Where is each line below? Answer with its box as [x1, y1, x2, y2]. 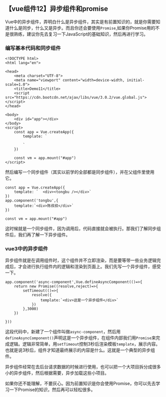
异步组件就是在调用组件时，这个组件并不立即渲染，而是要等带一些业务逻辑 [5, 257, 157, 263]
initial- [126, 78, 145, 83]
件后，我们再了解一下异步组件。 [5, 232, 70, 238]
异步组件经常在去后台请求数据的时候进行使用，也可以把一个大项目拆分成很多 [5, 364, 161, 370]
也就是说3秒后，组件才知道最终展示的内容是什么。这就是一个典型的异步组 [5, 347, 155, 353]
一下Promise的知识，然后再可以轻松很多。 [9, 387, 95, 393]
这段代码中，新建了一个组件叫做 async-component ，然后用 [5, 329, 121, 335]
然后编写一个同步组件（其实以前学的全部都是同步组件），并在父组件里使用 [5, 169, 155, 175]
